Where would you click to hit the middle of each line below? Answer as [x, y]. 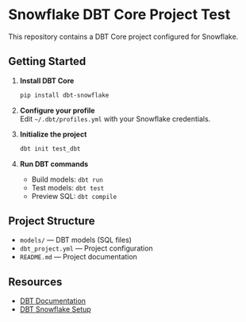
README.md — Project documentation [78, 257]
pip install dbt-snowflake [64, 95]
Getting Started [47, 61]
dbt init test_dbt [50, 148]
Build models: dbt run [67, 179]
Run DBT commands [54, 163]
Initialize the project [53, 134]
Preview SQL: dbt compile [74, 196]
